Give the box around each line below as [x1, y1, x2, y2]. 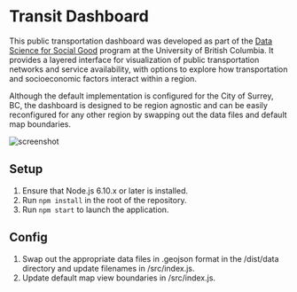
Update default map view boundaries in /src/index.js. [21, 272, 215, 283]
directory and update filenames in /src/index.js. [21, 263, 195, 273]
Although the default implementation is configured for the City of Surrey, [9, 91, 274, 101]
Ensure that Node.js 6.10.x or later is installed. [21, 185, 189, 196]
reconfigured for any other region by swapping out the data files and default [9, 109, 287, 120]
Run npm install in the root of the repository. [21, 194, 187, 205]
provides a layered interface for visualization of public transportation [9, 54, 260, 65]
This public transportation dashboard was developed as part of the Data [9, 36, 273, 46]
